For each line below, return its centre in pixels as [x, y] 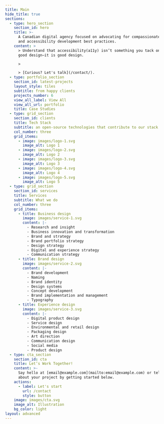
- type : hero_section [31, 23]
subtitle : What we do [36, 200]
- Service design [44, 323]
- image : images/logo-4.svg [47, 168]
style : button [37, 396]
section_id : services [36, 191]
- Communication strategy [53, 255]
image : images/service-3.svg [52, 309]
